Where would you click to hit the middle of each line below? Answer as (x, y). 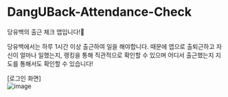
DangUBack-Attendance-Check (100, 12)
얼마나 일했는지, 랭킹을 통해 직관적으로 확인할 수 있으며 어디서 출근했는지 (117, 55)
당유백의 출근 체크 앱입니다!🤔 (46, 32)
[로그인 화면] (24, 78)
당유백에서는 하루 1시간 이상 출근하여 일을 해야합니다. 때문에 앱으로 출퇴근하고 (111, 46)
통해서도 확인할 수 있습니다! (57, 63)
